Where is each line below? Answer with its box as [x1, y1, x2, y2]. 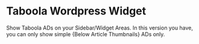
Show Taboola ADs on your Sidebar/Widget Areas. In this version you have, [6, 24, 194, 31]
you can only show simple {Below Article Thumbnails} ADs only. [6, 30, 165, 37]
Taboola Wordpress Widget [6, 4, 147, 18]
